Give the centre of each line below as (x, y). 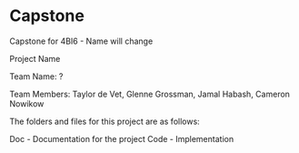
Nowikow (27, 103)
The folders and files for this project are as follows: (105, 121)
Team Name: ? (36, 76)
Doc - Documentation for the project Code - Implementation (122, 138)
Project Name (35, 58)
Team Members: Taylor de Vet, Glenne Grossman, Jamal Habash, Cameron (150, 94)
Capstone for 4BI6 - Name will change (81, 41)
